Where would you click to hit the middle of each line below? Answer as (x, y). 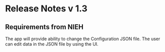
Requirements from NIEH (44, 27)
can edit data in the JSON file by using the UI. (52, 44)
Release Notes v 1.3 (46, 9)
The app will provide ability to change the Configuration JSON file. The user (83, 39)
